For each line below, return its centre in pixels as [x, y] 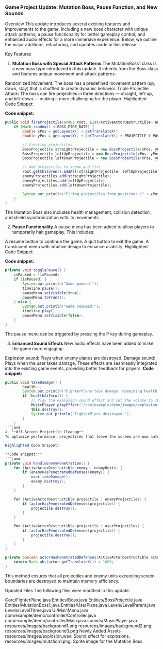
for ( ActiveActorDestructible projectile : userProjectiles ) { [79, 526]
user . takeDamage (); [50, 477]
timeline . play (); [40, 311]
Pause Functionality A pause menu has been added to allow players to [83, 227]
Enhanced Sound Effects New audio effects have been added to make [83, 343]
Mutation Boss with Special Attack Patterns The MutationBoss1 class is [84, 64]
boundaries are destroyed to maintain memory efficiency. [62, 581]
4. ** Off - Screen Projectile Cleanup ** [44, 432]
